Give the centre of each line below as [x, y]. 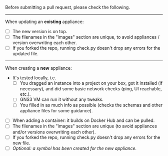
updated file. [25, 54]
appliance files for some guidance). [56, 111]
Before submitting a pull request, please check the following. [67, 7]
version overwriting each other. [44, 43]
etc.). [25, 94]
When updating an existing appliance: [44, 22]
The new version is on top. [40, 31]
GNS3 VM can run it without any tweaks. [62, 99]
